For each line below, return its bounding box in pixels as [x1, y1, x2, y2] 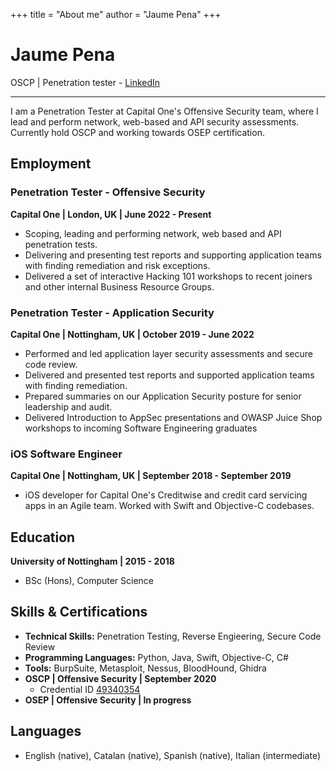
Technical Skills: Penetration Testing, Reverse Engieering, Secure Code [24, 630, 322, 642]
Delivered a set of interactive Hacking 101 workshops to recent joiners [24, 270, 313, 282]
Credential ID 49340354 [39, 683, 141, 695]
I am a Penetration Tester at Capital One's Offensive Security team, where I [10, 105, 319, 117]
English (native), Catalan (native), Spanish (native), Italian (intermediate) [24, 749, 321, 761]
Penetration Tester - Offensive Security [10, 185, 206, 199]
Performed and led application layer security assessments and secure [24, 347, 313, 359]
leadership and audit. [24, 400, 113, 413]
